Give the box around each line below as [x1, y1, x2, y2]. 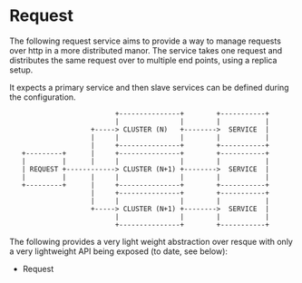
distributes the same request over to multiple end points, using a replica [9, 54, 278, 65]
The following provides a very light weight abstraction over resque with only [9, 236, 293, 247]
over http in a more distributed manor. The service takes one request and [9, 44, 283, 55]
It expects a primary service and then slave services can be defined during [9, 82, 289, 93]
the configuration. [9, 92, 76, 102]
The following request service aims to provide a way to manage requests [9, 35, 281, 46]
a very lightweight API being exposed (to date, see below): [9, 246, 229, 257]
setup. [9, 64, 34, 75]
